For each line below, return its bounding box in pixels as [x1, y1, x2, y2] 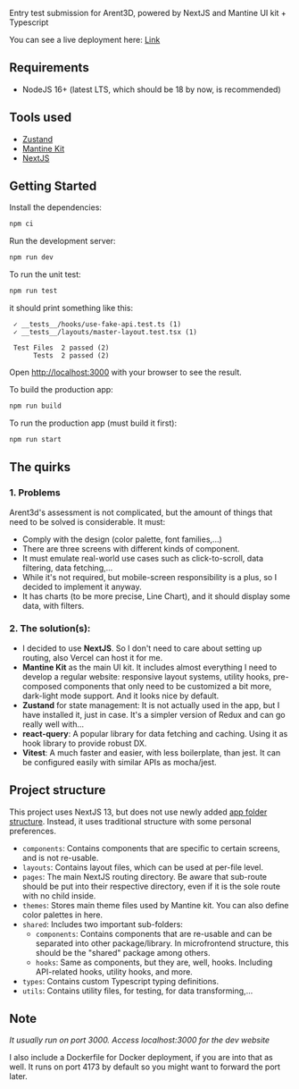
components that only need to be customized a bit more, [63, 680, 272, 691]
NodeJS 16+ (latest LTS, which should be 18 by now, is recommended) [21, 84, 281, 95]
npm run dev [9, 253, 54, 262]
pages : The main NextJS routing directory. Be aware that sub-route [21, 871, 268, 882]
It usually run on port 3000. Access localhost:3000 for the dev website [9, 1034, 270, 1045]
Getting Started [9, 179, 97, 194]
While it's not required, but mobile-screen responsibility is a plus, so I [21, 571, 278, 582]
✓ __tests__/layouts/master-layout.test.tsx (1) [12, 328, 198, 337]
